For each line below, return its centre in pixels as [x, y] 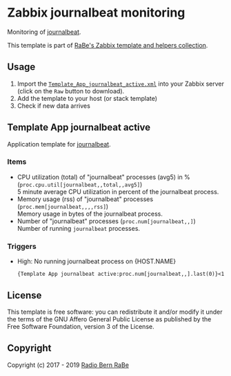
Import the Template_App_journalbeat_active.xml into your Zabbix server [121, 84]
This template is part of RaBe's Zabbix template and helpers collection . [108, 45]
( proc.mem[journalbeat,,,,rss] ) [63, 206]
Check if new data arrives [54, 106]
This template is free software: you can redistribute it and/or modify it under [115, 312]
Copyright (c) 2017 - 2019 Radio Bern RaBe [68, 365]
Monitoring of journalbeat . [44, 32]
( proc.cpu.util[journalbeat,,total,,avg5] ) [80, 184]
